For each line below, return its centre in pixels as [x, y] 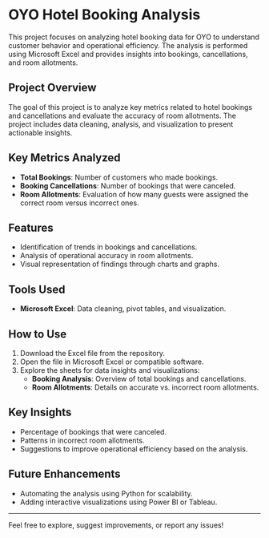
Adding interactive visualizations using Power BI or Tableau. [118, 502]
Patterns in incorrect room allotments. [82, 440]
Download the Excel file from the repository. [92, 353]
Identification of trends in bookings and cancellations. [108, 247]
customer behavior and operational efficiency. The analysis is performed [128, 45]
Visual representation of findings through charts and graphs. [120, 264]
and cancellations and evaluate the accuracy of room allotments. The [122, 115]
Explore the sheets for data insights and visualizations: [110, 370]
